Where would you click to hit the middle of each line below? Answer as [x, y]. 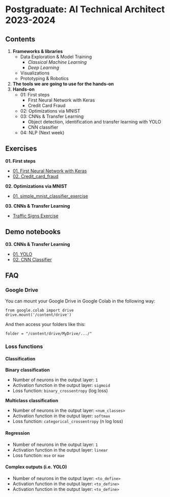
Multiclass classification [32, 401]
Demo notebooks [33, 232]
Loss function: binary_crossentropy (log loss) [60, 391]
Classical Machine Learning [57, 62]
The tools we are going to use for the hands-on [63, 84]
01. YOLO [22, 254]
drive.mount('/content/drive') [38, 315]
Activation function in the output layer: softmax [61, 416]
